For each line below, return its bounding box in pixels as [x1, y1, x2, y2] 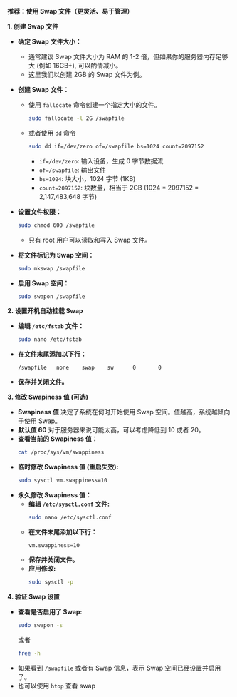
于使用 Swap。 [17, 417, 62, 425]
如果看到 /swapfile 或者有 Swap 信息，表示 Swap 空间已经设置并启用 [17, 663, 221, 672]
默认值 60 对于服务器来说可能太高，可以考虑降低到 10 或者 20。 [17, 426, 205, 434]
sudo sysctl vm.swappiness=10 [17, 477, 108, 484]
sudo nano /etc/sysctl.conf [28, 514, 112, 521]
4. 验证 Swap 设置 [7, 592, 60, 601]
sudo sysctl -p [28, 578, 73, 586]
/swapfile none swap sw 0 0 [17, 364, 162, 372]
